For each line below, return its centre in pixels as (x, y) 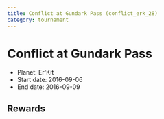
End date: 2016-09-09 (48, 87)
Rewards (26, 108)
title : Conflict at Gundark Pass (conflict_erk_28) (82, 13)
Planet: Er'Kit (35, 72)
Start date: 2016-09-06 (50, 80)
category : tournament (38, 20)
